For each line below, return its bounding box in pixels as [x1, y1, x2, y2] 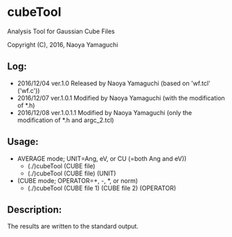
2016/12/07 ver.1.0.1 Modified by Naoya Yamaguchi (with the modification [17, 94, 225, 102]
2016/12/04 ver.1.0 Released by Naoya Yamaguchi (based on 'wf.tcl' [17, 79, 211, 87]
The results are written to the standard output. [7, 222, 139, 231]
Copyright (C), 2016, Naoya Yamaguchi [7, 40, 118, 49]
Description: [7, 204, 62, 216]
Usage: [7, 136, 39, 148]
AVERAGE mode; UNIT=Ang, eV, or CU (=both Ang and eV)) [17, 154, 187, 163]
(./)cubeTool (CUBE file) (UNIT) [27, 169, 116, 177]
